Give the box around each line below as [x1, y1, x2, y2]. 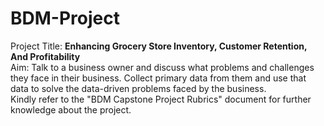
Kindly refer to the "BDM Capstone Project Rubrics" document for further [10, 93, 312, 105]
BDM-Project [10, 7, 120, 30]
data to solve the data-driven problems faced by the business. [10, 82, 267, 94]
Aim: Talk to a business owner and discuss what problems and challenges [10, 61, 315, 73]
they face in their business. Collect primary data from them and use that [10, 72, 307, 84]
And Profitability [10, 50, 81, 62]
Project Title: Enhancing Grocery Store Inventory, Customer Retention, [10, 40, 308, 52]
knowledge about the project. [10, 103, 132, 116]
